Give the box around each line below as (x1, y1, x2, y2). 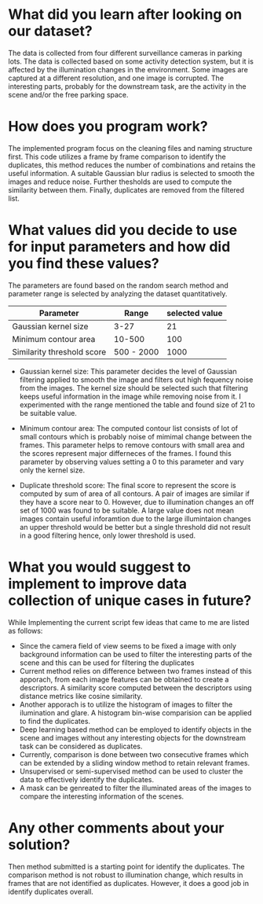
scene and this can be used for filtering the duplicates (19, 658, 195, 667)
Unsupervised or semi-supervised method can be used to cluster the (19, 766, 243, 776)
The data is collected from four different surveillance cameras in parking (8, 48, 243, 57)
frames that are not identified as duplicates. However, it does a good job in (8, 878, 250, 887)
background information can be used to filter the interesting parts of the (19, 649, 253, 659)
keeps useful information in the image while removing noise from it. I (19, 391, 242, 401)
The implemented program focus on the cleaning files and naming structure (8, 143, 253, 153)
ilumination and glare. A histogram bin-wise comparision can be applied (19, 707, 253, 717)
